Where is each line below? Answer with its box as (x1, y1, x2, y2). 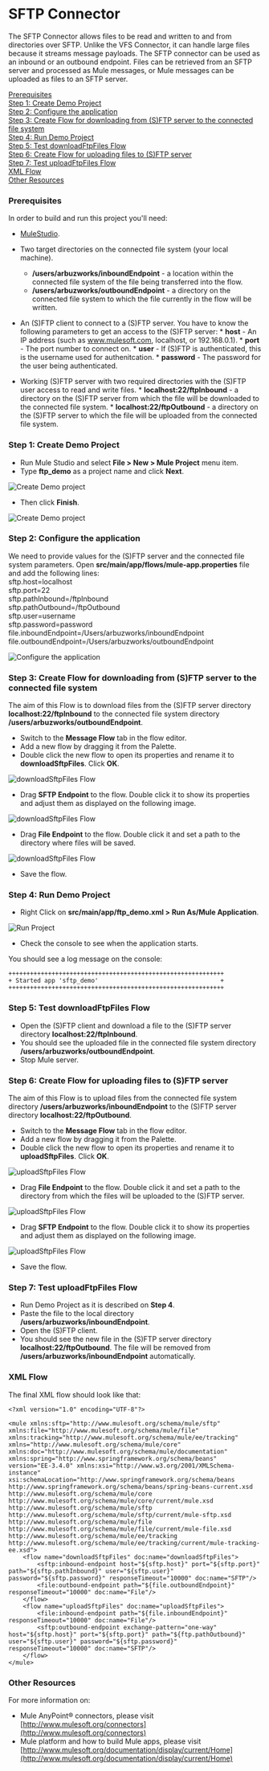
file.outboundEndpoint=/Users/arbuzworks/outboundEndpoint (8, 636, 214, 646)
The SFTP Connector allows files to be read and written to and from (8, 31, 232, 41)
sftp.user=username (8, 611, 76, 620)
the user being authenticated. (19, 361, 118, 370)
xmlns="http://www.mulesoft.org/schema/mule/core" (8, 1440, 181, 1449)
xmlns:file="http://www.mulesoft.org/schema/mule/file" (8, 1426, 199, 1434)
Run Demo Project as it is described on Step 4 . (19, 1300, 175, 1310)
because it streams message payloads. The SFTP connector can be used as (8, 48, 261, 58)
